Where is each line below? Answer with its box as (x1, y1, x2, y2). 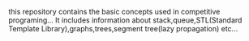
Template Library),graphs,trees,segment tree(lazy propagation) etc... (8, 24, 238, 33)
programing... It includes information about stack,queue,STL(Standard (8, 15, 243, 25)
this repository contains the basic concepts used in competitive (8, 7, 221, 16)
